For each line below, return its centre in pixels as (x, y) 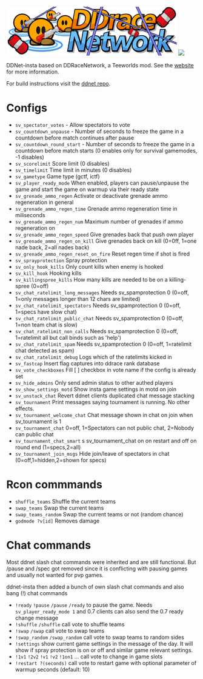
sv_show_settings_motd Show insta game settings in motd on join (96, 389)
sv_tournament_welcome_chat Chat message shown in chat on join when (104, 415)
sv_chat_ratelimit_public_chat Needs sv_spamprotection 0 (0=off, (99, 318)
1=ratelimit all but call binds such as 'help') (68, 337)
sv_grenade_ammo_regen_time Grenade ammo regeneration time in (96, 208)
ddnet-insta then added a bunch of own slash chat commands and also (95, 587)
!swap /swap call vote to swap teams (60, 630)
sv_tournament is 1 (38, 421)
